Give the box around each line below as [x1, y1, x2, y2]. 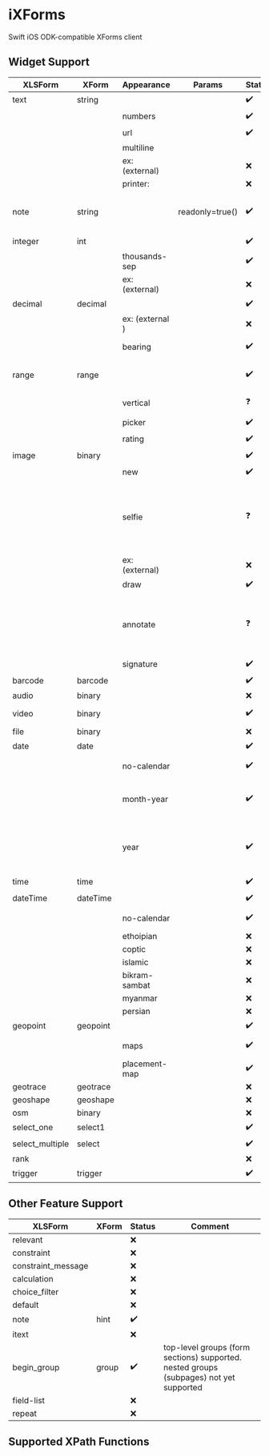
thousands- [122, 251, 167, 262]
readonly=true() [178, 206, 239, 217]
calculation [12, 1273, 54, 1284]
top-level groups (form [163, 1342, 251, 1353]
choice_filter [12, 1286, 59, 1298]
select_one [12, 1122, 54, 1133]
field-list [12, 1394, 46, 1406]
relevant [12, 1234, 43, 1245]
